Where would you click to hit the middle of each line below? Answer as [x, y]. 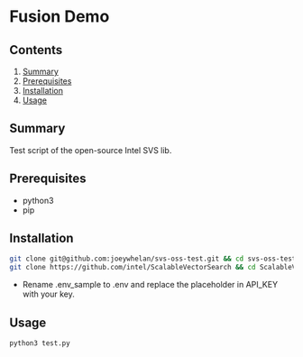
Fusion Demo [60, 17]
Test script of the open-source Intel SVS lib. [91, 150]
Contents [36, 50]
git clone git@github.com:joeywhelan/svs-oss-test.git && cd [127, 259]
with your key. [48, 294]
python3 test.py [40, 343]
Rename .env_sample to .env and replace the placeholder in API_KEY [150, 285]
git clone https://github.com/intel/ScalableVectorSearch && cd [133, 268]
